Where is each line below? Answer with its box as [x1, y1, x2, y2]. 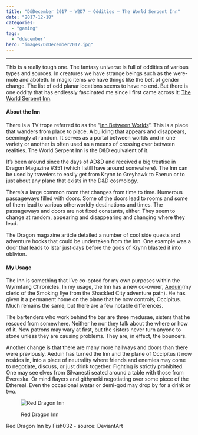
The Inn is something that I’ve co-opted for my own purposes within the [6, 277, 180, 284]
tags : [6, 31, 19, 37]
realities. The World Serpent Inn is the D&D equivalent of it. [6, 147, 149, 154]
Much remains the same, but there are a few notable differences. [6, 302, 164, 310]
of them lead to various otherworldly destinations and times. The [6, 201, 163, 208]
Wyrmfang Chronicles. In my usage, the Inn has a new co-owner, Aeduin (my [6, 283, 192, 291]
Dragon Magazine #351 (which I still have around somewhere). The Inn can [6, 165, 188, 172]
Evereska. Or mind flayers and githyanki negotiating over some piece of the [6, 375, 189, 382]
